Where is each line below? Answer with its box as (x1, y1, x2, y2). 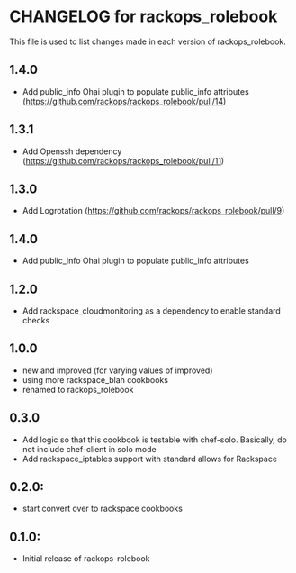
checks (22, 315, 50, 325)
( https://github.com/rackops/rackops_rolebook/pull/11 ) (22, 155, 225, 166)
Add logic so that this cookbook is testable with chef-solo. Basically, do (22, 434, 288, 445)
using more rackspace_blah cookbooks (22, 374, 169, 385)
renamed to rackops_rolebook (22, 384, 134, 395)
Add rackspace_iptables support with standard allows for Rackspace (22, 453, 277, 464)
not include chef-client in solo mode (22, 443, 157, 454)
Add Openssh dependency (22, 146, 122, 157)
